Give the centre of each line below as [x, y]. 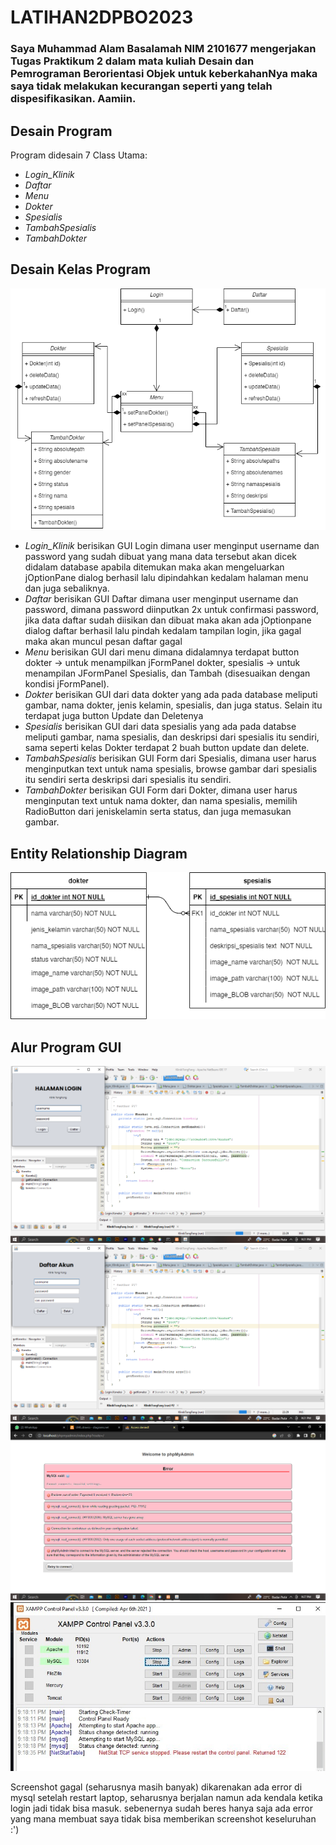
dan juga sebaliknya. [67, 588]
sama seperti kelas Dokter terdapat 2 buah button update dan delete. [167, 748]
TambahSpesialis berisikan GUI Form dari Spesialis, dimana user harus [170, 758]
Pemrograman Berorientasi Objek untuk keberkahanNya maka [164, 74]
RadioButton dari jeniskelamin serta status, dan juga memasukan [158, 812]
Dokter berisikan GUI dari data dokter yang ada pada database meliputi [171, 695]
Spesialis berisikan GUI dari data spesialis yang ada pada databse [160, 727]
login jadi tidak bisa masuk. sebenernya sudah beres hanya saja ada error [162, 1808]
